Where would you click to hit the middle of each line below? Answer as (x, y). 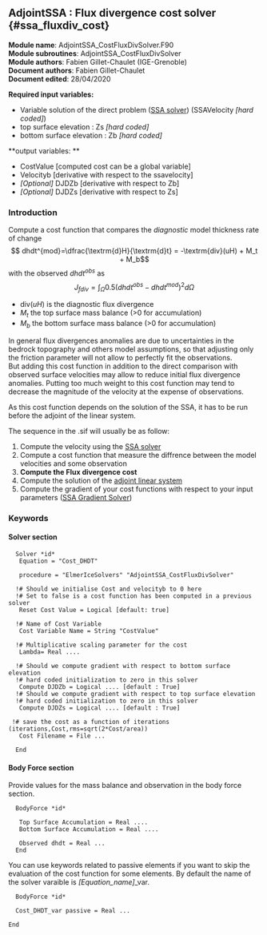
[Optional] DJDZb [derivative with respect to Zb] (100, 183)
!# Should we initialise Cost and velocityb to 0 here (109, 589)
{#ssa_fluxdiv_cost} (59, 26)
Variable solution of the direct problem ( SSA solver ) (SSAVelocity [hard (137, 109)
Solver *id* (36, 554)
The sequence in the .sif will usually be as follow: (89, 431)
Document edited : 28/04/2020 (60, 78)
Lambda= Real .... (50, 652)
